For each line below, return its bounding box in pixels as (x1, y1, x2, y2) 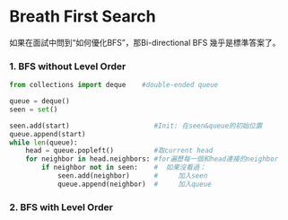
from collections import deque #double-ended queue (9, 81, 219, 90)
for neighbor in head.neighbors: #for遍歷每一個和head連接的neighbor (25, 154, 279, 163)
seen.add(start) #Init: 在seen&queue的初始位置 (9, 121, 263, 130)
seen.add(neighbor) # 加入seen (57, 172, 208, 180)
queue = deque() (9, 97, 70, 106)
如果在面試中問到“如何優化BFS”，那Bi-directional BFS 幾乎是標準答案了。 (9, 37, 281, 48)
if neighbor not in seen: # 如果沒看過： (41, 163, 206, 172)
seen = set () (9, 105, 58, 114)
